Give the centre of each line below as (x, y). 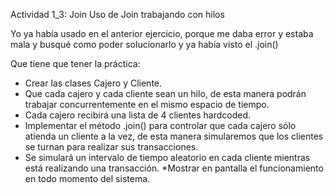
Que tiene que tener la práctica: (75, 63)
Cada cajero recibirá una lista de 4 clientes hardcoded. (138, 115)
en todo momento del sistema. (87, 178)
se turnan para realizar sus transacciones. (111, 147)
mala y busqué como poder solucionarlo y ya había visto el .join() (144, 44)
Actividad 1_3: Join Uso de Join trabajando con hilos (117, 14)
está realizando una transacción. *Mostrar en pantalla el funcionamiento (174, 168)
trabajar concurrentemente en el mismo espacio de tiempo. (147, 104)
